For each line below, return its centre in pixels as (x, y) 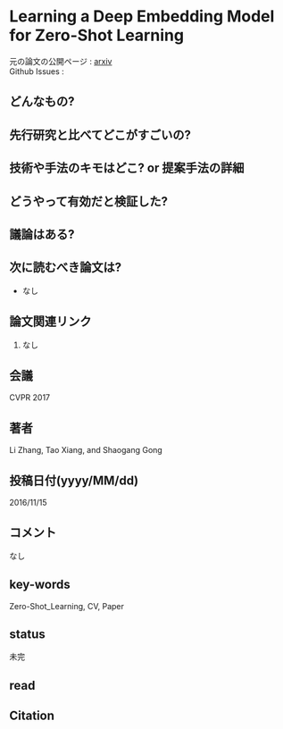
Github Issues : (37, 71)
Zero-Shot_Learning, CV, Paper (67, 606)
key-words (40, 585)
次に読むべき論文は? (66, 268)
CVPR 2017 (30, 398)
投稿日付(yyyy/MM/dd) (74, 480)
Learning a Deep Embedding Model (142, 17)
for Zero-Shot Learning (97, 35)
